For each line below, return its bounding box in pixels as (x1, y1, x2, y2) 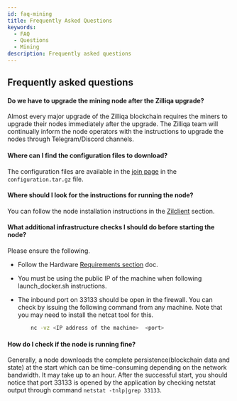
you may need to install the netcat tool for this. (17, 311, 154, 319)
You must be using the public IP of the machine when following (17, 274, 202, 283)
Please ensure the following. (7, 246, 91, 255)
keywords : (7, 24, 37, 31)
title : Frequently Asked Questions (7, 17, 113, 24)
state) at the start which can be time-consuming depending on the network (7, 363, 227, 372)
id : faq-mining (7, 10, 53, 18)
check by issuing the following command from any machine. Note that (17, 303, 223, 312)
